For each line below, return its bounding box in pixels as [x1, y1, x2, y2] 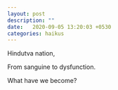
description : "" [7, 17, 55, 24]
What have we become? [7, 77, 77, 85]
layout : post [7, 10, 46, 18]
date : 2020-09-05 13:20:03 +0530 [7, 23, 112, 30]
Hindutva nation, [7, 49, 55, 58]
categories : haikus [7, 30, 65, 37]
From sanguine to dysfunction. [7, 63, 96, 71]
